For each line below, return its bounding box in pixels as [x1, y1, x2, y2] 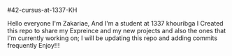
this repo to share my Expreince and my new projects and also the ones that [7, 27, 226, 35]
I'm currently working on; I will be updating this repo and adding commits [7, 34, 218, 42]
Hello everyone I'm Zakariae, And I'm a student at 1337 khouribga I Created [7, 19, 224, 27]
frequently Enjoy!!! [7, 41, 60, 49]
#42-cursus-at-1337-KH [7, 6, 78, 14]
